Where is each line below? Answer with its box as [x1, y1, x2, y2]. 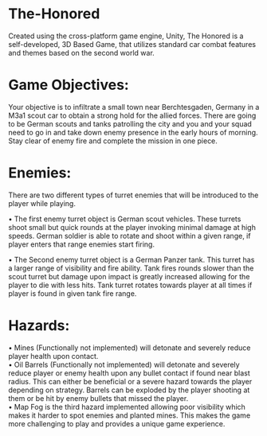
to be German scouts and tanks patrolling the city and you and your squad [8, 119, 253, 128]
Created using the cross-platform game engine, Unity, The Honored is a [8, 31, 244, 41]
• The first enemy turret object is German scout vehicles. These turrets [8, 214, 241, 224]
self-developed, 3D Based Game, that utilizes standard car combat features [8, 39, 257, 49]
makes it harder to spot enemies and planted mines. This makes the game [8, 411, 251, 420]
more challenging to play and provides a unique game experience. [8, 418, 226, 428]
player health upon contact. [8, 351, 99, 360]
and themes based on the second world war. [8, 48, 155, 57]
